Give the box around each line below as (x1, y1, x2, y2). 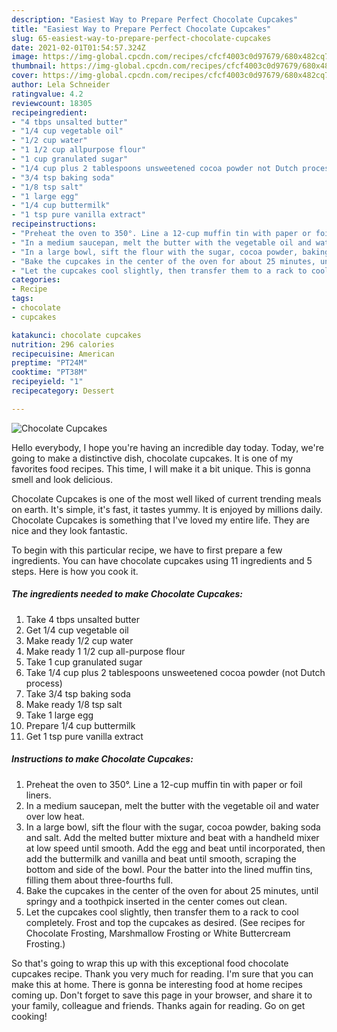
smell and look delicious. (11, 473, 113, 485)
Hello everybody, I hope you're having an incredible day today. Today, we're (11, 441, 324, 453)
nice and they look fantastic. (11, 524, 128, 536)
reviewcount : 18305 (11, 98, 93, 108)
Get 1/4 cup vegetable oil (25, 624, 129, 636)
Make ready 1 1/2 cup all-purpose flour (25, 645, 186, 657)
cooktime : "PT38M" (11, 367, 88, 378)
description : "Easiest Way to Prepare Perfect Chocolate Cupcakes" (11, 14, 299, 25)
